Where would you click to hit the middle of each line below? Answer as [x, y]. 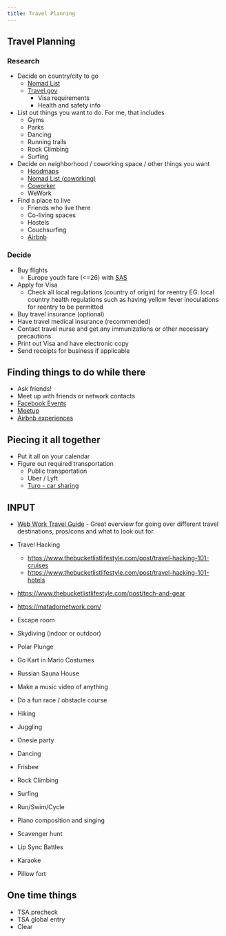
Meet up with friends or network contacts [76, 396]
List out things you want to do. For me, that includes [91, 113]
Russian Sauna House [48, 673]
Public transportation [57, 471]
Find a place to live [44, 201]
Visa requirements [63, 98]
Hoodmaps [43, 171]
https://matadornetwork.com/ [59, 607]
